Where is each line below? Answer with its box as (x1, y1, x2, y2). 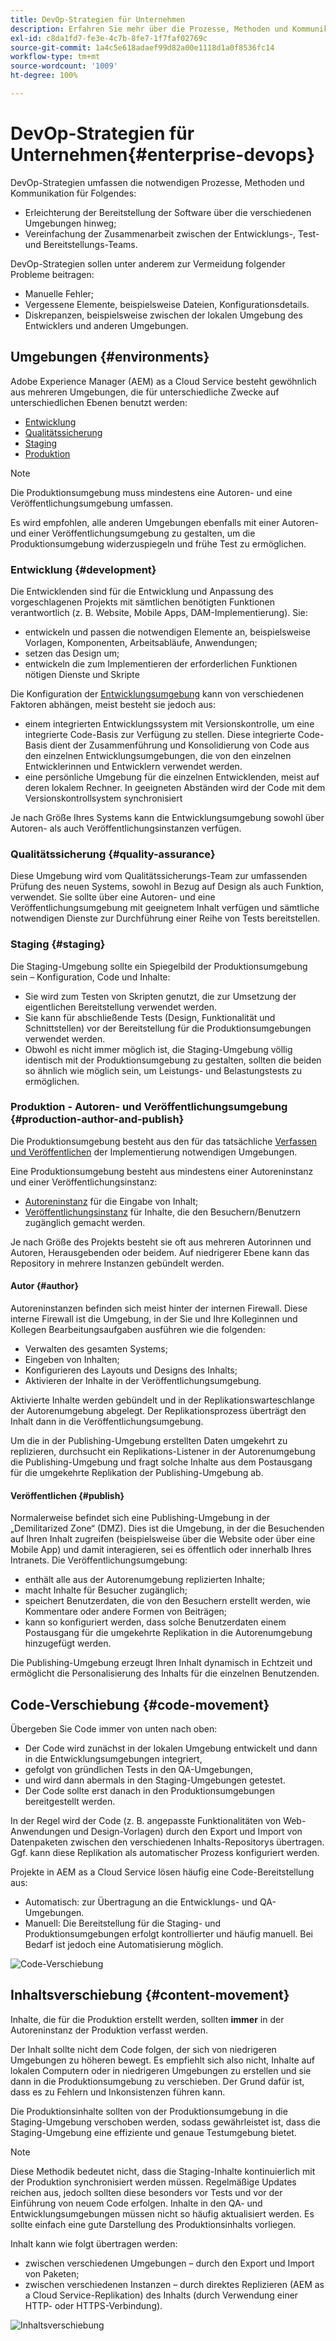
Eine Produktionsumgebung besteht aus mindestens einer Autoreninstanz (10, 1165, 314, 1177)
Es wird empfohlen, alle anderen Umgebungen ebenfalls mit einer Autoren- (10, 516, 320, 528)
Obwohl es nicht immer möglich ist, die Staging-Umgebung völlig (24, 1043, 293, 1055)
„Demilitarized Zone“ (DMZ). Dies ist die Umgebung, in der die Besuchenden (10, 1522, 325, 1535)
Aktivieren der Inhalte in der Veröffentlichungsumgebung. (24, 1375, 262, 1387)
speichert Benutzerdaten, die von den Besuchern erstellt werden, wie (24, 1595, 311, 1607)
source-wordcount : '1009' (10, 61, 118, 71)
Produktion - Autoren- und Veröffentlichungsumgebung (10, 1100, 288, 1114)
